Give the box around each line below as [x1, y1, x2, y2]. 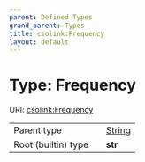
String [105, 124, 131, 136]
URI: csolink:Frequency [9, 105, 94, 115]
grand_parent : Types [9, 21, 86, 30]
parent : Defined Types [9, 12, 93, 22]
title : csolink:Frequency [9, 29, 104, 38]
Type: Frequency [9, 76, 137, 95]
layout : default [9, 37, 69, 47]
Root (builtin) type [13, 138, 89, 151]
